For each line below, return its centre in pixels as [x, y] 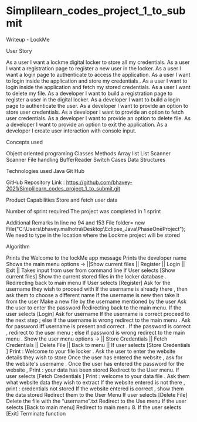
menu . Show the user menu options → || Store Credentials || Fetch [87, 339]
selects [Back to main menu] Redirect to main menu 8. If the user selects [94, 407]
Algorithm [18, 246]
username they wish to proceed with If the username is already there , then [97, 289]
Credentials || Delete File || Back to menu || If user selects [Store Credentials [98, 345]
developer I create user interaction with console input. [71, 131]
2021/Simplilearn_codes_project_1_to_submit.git [63, 188]
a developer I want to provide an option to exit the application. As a [87, 124]
